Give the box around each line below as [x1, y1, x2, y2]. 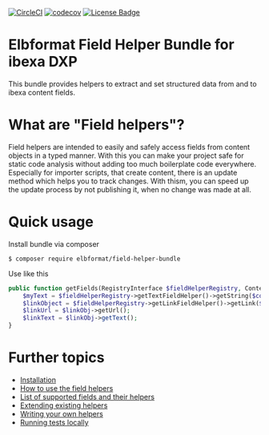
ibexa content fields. [8, 87, 76, 97]
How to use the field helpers [19, 384, 114, 393]
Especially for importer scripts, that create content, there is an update [8, 167, 238, 177]
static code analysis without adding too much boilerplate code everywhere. [8, 159, 257, 168]
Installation [19, 375, 57, 385]
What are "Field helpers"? [8, 116, 185, 134]
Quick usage [8, 213, 94, 232]
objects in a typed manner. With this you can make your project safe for [8, 151, 244, 160]
